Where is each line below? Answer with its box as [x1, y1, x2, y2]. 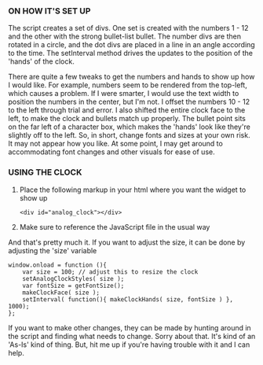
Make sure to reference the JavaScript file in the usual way [19, 222, 210, 231]
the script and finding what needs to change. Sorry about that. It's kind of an [8, 331, 256, 341]
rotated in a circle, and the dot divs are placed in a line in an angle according [8, 40, 255, 50]
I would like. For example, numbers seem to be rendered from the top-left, [8, 80, 247, 90]
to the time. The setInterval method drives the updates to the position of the [8, 49, 254, 58]
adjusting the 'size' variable [8, 245, 97, 255]
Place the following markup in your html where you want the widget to [19, 185, 247, 194]
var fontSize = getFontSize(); [22, 282, 125, 289]
